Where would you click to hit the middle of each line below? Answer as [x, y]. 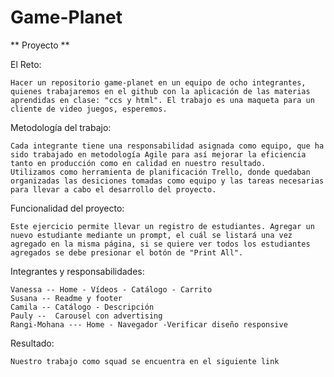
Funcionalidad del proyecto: [67, 208]
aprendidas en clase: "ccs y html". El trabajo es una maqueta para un [162, 100]
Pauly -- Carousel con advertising [86, 316]
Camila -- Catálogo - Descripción [82, 307]
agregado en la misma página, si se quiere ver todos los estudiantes [160, 244]
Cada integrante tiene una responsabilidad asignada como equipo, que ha [167, 146]
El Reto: [26, 64]
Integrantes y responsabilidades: [77, 271]
